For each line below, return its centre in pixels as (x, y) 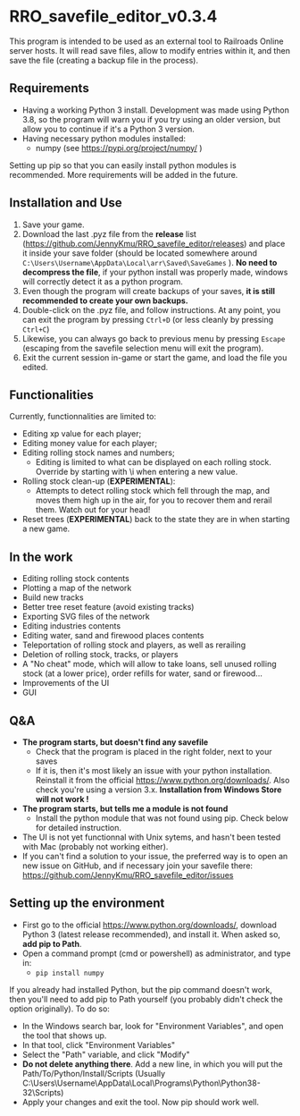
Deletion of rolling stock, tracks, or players (100, 655)
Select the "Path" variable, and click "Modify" (106, 1054)
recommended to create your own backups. (105, 300)
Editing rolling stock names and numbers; (99, 452)
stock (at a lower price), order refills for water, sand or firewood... (142, 673)
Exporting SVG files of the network (86, 617)
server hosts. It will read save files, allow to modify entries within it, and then (150, 50)
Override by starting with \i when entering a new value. (137, 472)
